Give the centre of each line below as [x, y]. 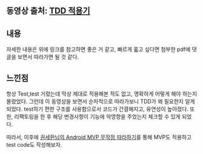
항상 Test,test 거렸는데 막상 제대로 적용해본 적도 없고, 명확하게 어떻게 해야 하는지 [102, 94]
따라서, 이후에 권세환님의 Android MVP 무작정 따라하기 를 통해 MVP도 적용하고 [99, 137]
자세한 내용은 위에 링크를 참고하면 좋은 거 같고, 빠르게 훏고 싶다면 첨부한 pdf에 [98, 49]
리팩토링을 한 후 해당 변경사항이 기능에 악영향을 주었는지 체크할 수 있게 [97, 117]
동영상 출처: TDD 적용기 [48, 11]
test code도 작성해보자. [34, 145]
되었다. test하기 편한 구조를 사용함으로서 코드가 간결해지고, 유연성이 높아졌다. [98, 109]
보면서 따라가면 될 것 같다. [48, 57]
